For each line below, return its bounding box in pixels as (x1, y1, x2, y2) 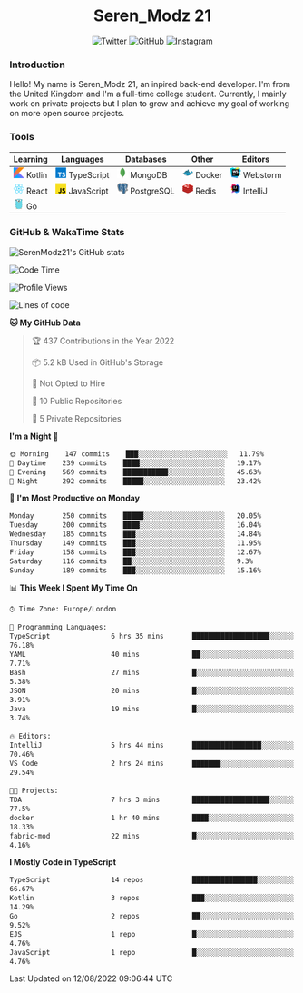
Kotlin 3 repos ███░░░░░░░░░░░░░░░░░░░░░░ (9, 893, 295, 902)
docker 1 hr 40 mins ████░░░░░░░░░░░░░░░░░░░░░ (9, 813, 295, 822)
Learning (13, 154, 48, 164)
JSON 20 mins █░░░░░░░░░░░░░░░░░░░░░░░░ (9, 686, 295, 695)
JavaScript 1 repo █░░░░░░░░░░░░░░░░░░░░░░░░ (9, 948, 295, 957)
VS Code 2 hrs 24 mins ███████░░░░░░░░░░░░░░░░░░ (9, 759, 295, 768)
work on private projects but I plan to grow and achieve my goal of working (9, 98, 290, 109)
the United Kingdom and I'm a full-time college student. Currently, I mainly (9, 88, 288, 100)
